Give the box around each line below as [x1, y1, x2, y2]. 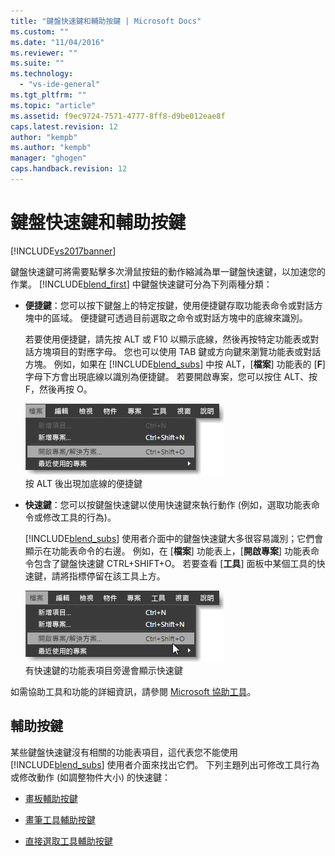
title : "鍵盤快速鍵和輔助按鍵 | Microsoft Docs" [10, 16, 202, 26]
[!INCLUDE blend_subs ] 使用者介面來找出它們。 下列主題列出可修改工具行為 [10, 758, 320, 770]
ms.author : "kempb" [10, 143, 92, 153]
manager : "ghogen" [10, 153, 87, 164]
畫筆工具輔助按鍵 [24, 813, 96, 825]
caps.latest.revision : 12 [10, 121, 118, 132]
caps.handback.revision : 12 [10, 164, 128, 174]
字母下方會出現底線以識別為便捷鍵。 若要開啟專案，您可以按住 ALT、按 [24, 370, 318, 382]
